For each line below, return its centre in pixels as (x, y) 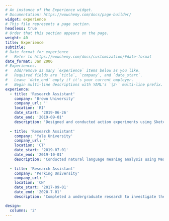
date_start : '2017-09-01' (41, 187)
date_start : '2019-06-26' (41, 113)
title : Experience (24, 43)
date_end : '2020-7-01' (38, 192)
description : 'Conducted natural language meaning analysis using (85, 159)
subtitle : (16, 47)
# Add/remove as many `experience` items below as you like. (73, 71)
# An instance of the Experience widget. (49, 10)
